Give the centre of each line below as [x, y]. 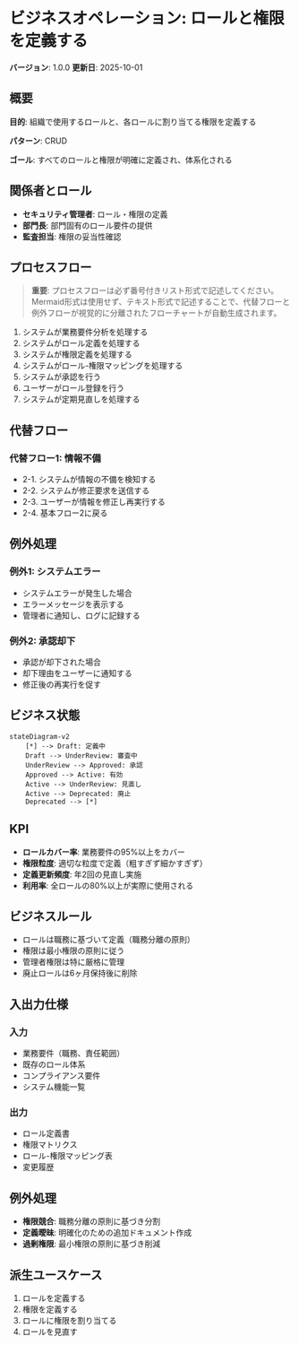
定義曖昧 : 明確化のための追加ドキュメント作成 [107, 1233]
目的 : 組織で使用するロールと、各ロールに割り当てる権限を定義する [133, 121]
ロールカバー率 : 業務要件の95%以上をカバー [104, 852]
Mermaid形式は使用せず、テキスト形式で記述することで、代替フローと [161, 302]
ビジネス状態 [45, 715]
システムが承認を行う [61, 377]
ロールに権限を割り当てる [69, 1321]
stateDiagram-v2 [39, 736]
